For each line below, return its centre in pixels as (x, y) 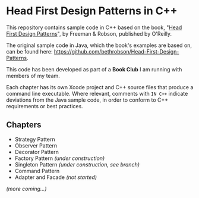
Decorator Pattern (37, 152)
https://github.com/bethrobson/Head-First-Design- (116, 51)
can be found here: (29, 51)
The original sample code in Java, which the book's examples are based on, (99, 45)
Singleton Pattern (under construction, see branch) (77, 164)
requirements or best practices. (45, 106)
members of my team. (33, 76)
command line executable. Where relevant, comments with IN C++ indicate (97, 93)
